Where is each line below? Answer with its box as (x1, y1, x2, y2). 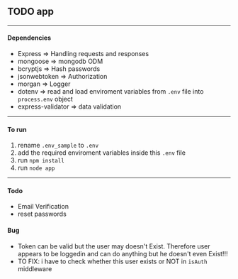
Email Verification (17, 202, 69, 211)
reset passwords (17, 209, 67, 219)
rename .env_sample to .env (17, 141, 99, 150)
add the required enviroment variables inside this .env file (17, 148, 186, 157)
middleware (17, 264, 52, 273)
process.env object (17, 95, 73, 104)
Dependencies (7, 33, 52, 42)
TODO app (7, 6, 55, 18)
